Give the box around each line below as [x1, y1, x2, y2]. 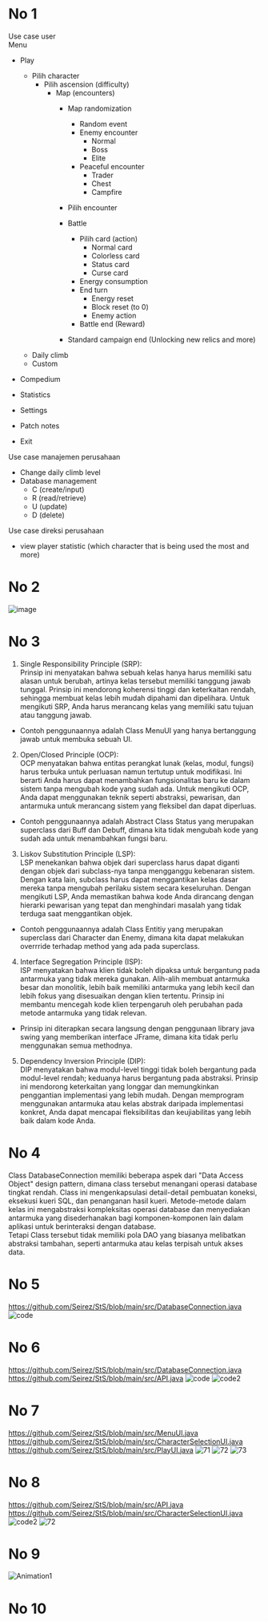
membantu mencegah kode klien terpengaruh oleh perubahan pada [19, 1000, 243, 1009]
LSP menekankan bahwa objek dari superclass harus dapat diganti [19, 858, 240, 867]
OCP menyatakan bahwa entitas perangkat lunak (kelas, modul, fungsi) [19, 758, 254, 768]
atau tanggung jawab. [19, 710, 92, 720]
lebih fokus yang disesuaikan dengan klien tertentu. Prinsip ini [19, 991, 225, 1000]
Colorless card [91, 250, 140, 261]
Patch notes [19, 420, 60, 430]
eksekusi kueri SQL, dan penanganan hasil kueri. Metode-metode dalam [8, 1196, 246, 1206]
